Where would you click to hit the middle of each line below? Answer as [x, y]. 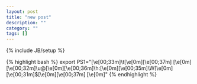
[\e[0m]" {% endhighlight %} [122, 75]
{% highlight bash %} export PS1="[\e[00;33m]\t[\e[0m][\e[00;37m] [89, 62]
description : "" [26, 22]
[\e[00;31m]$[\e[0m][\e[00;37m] [46, 75]
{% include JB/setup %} [35, 50]
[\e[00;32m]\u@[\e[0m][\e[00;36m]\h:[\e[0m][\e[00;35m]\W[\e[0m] [90, 68]
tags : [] [17, 34]
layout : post [22, 12]
